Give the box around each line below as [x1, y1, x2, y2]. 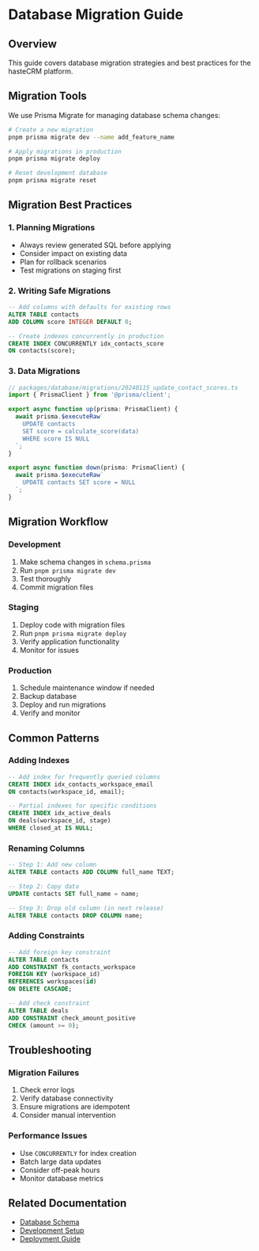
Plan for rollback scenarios [19, 257, 107, 266]
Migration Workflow [8, 515, 109, 528]
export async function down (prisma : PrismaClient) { [8, 463, 186, 472]
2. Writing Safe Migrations [8, 285, 111, 296]
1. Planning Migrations [8, 222, 96, 233]
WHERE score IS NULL [22, 434, 90, 443]
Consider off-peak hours [19, 1165, 100, 1174]
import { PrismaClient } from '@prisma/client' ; [8, 391, 171, 399]
